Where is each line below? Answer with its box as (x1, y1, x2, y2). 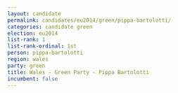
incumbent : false (7, 75, 58, 83)
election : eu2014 (7, 29, 58, 37)
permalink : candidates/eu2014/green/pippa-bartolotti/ (7, 17, 172, 24)
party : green (7, 62, 46, 69)
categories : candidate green (7, 23, 93, 30)
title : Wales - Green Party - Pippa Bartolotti (7, 69, 150, 76)
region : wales (7, 56, 49, 63)
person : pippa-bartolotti (7, 50, 83, 57)
